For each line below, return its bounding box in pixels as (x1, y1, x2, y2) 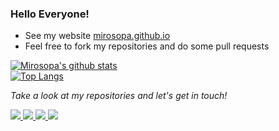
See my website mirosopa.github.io (24, 30, 171, 42)
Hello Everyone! (10, 7, 90, 21)
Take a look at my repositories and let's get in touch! (10, 90, 228, 102)
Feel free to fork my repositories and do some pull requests (24, 40, 270, 52)
